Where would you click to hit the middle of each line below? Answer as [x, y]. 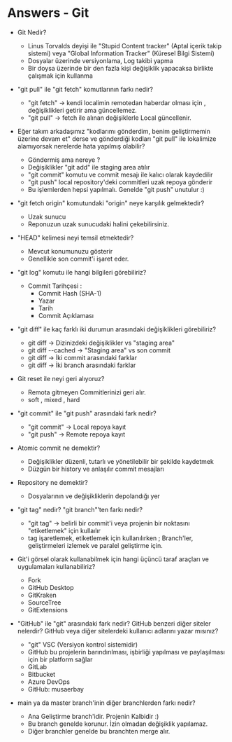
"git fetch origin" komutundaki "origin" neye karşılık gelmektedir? [111, 203]
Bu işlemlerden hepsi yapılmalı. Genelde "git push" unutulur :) [116, 189]
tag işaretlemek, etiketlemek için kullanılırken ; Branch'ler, [110, 538]
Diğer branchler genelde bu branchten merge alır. [99, 731]
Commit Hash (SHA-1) [70, 293]
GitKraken [42, 595]
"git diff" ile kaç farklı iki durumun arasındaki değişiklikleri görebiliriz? [117, 329]
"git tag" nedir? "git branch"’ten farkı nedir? [80, 509]
